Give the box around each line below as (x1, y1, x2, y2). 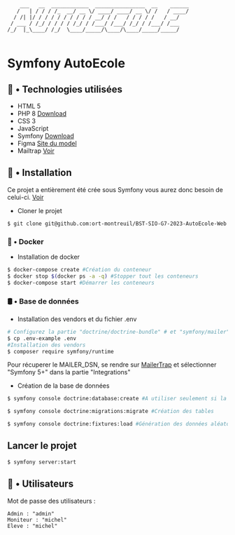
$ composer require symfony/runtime (7, 348, 114, 355)
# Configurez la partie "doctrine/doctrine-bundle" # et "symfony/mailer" (7, 328, 230, 335)
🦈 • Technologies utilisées (7, 83, 123, 95)
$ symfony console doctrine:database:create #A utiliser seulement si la (7, 395, 227, 402)
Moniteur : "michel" (7, 516, 68, 523)
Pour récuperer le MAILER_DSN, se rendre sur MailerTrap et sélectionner (7, 360, 217, 369)
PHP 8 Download (17, 109, 66, 118)
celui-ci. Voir (7, 193, 44, 201)
